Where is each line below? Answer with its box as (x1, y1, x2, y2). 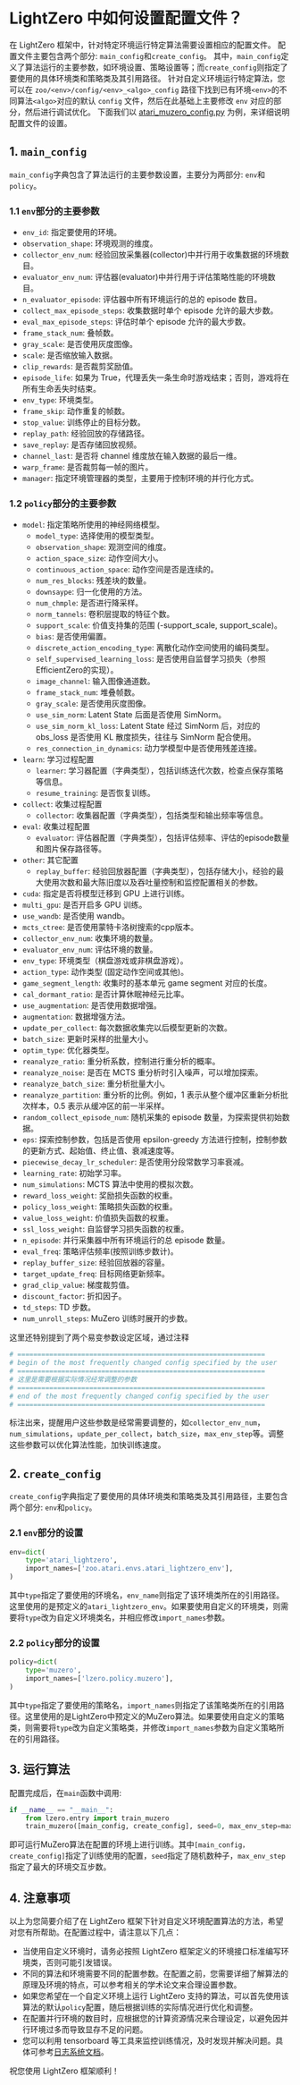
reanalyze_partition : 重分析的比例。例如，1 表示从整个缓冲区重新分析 (21, 1089, 281, 1100)
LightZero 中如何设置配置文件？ (9, 8, 244, 29)
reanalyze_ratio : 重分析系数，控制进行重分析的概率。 (21, 1056, 221, 1067)
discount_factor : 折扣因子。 (21, 1291, 127, 1301)
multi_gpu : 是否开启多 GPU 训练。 (21, 900, 147, 911)
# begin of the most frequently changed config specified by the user (9, 1359, 278, 1368)
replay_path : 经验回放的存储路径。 (21, 428, 150, 439)
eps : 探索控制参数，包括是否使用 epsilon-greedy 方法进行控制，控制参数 (21, 1134, 287, 1145)
